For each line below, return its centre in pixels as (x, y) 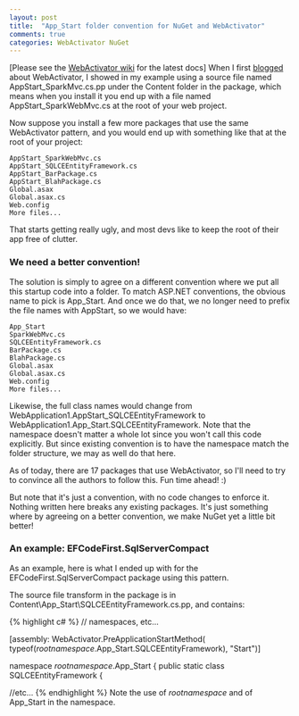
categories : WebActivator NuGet (69, 42)
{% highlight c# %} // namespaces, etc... (84, 621)
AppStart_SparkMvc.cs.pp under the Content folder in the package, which (145, 87)
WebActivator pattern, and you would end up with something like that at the (148, 133)
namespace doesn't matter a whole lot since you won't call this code (135, 434)
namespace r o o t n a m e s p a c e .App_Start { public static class (117, 665)
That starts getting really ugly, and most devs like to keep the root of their (144, 229)
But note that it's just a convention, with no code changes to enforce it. (139, 497)
